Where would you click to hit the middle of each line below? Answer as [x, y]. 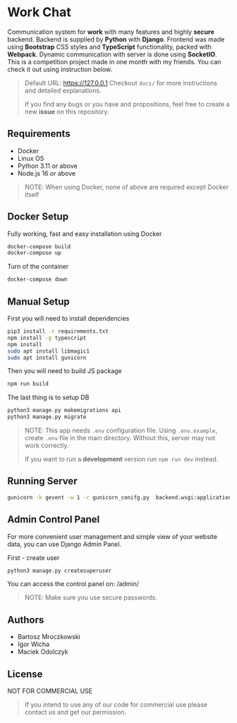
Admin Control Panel [54, 520]
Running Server [42, 481]
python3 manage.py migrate [47, 417]
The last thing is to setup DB [48, 397]
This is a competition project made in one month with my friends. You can [114, 61]
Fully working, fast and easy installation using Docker [85, 233]
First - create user [34, 557]
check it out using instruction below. [60, 69]
